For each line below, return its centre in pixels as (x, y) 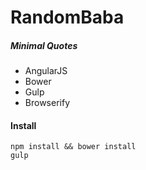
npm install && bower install (73, 147)
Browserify (47, 103)
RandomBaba (67, 17)
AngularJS (46, 71)
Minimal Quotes (44, 45)
